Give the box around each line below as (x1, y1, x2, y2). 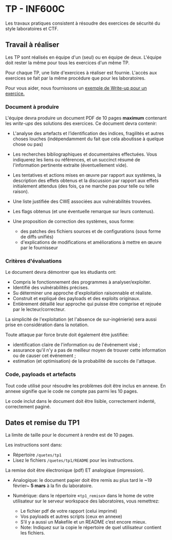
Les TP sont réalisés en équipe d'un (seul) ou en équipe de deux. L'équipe (5, 54, 162, 60)
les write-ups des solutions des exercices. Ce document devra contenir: (5, 120, 157, 126)
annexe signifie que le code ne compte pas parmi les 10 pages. (5, 388, 138, 394)
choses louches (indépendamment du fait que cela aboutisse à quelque (12, 136, 164, 142)
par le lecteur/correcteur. (12, 306, 66, 312)
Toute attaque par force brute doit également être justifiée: (5, 332, 129, 338)
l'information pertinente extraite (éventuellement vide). (12, 162, 128, 169)
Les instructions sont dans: (5, 442, 62, 448)
